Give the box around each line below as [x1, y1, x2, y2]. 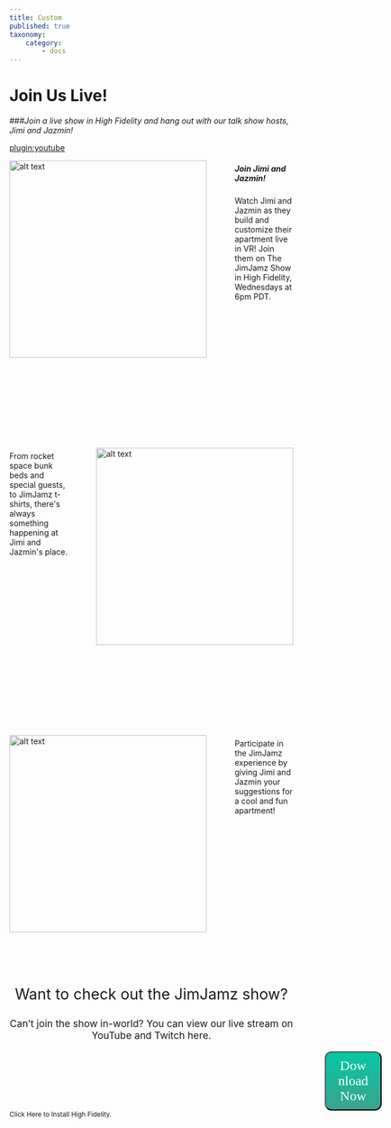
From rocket [9, 450, 55, 461]
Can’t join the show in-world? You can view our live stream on [9, 1017, 294, 1031]
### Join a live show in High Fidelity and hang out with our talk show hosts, [9, 115, 289, 126]
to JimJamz [9, 489, 53, 500]
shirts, [9, 498, 33, 509]
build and [234, 215, 269, 225]
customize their [234, 225, 293, 235]
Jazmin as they [234, 205, 291, 216]
